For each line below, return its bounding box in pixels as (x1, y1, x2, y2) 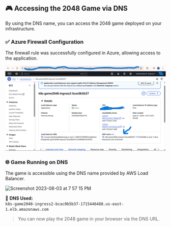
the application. (5, 55, 38, 61)
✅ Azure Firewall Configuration (5, 38, 84, 45)
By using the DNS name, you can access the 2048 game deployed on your (5, 20, 162, 26)
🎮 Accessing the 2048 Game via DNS (5, 4, 128, 13)
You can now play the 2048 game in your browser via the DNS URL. (17, 216, 160, 222)
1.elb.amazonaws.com (5, 207, 49, 212)
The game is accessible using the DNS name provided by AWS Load (5, 170, 149, 176)
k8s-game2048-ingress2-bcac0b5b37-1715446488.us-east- (5, 202, 124, 207)
